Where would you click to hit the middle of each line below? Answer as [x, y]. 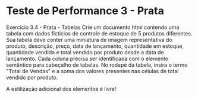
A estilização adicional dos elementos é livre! [61, 89]
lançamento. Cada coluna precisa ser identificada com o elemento [87, 58]
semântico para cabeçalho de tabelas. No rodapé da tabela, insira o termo [97, 65]
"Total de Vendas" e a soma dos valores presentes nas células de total [92, 71]
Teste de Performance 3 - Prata [85, 11]
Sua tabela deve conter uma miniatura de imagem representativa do [89, 40]
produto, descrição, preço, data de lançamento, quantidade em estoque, [95, 46]
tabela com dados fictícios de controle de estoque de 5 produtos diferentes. [99, 33]
